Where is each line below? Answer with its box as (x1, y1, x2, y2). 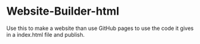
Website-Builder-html (6, 4, 119, 18)
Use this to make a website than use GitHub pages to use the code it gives (6, 24, 194, 32)
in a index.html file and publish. (6, 31, 85, 38)
